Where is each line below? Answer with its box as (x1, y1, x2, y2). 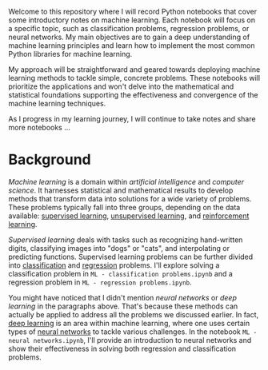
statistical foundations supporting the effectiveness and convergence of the (8, 90, 258, 99)
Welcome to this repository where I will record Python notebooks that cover (8, 7, 258, 16)
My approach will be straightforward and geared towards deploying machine (8, 65, 261, 74)
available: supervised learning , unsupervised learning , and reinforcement (8, 211, 250, 221)
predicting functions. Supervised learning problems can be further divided (8, 252, 254, 261)
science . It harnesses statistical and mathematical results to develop (8, 185, 234, 195)
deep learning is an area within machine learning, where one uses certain (8, 318, 250, 328)
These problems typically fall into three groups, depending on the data (8, 202, 241, 212)
